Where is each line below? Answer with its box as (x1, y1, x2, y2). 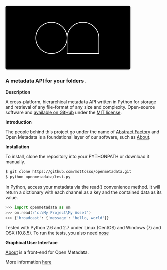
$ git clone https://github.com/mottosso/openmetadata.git (5, 169, 132, 174)
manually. (5, 159, 25, 165)
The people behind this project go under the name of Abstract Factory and (5, 129, 160, 135)
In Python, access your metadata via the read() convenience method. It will (5, 184, 161, 190)
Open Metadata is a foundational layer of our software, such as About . (5, 134, 151, 140)
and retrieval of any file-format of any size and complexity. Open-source (5, 104, 155, 110)
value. (5, 195, 18, 201)
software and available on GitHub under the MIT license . (5, 109, 122, 116)
